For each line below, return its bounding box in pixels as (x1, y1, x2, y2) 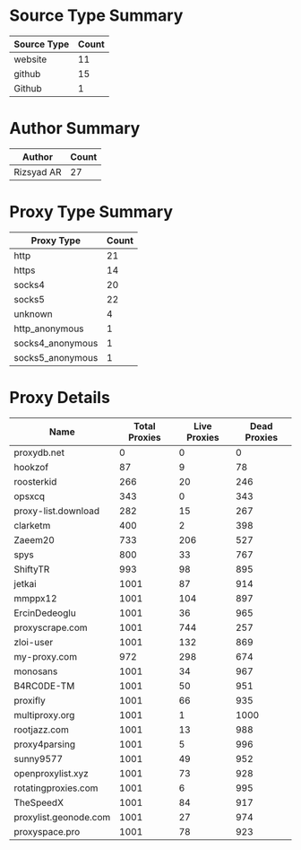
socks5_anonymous (13, 351, 99, 364)
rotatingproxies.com (13, 782, 99, 794)
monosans (13, 665, 58, 678)
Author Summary (9, 118, 141, 139)
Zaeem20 (13, 533, 56, 546)
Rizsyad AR (13, 165, 62, 178)
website (13, 53, 47, 66)
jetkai (13, 577, 38, 590)
